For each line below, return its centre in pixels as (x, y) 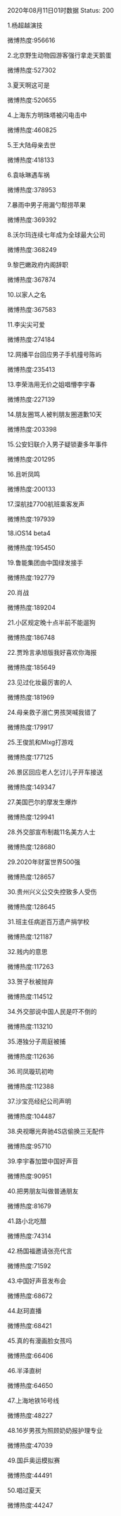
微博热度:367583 (32, 309)
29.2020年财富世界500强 (44, 862)
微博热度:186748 (31, 637)
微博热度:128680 (32, 847)
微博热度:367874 (32, 280)
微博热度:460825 (32, 130)
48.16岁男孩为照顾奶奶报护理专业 (55, 1430)
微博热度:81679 (29, 1206)
